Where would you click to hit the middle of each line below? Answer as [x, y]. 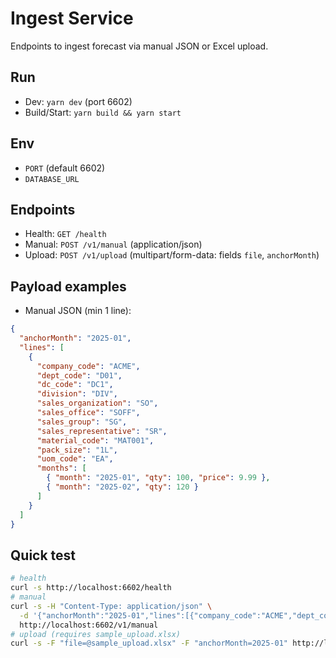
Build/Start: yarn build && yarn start [103, 112]
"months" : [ [61, 468]
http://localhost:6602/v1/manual [89, 625]
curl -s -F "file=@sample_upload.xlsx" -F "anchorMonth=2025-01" [149, 643]
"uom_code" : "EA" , [75, 459]
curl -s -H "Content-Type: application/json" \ [111, 606]
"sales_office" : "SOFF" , [88, 413]
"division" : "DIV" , [77, 394]
